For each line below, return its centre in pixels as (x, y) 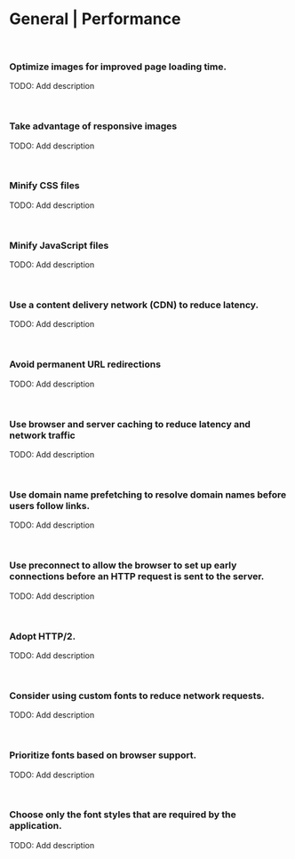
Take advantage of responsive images (93, 126)
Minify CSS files (44, 186)
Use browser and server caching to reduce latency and (130, 424)
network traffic (42, 435)
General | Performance (95, 19)
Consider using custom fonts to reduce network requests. (137, 696)
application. (36, 826)
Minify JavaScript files (59, 245)
